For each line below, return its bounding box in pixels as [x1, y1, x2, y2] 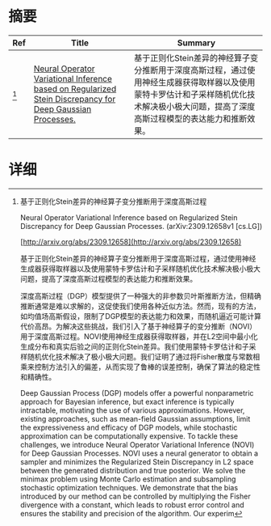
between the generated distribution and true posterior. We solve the [19, 465, 246, 475]
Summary [177, 37, 216, 49]
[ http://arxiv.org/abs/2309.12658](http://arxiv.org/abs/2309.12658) [19, 236, 242, 247]
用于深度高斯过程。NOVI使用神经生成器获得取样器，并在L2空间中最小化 [19, 331, 258, 341]
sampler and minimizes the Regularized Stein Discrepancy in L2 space [19, 456, 254, 466]
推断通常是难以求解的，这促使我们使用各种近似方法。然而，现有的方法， [19, 301, 261, 311]
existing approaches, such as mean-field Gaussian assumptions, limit [19, 414, 251, 423]
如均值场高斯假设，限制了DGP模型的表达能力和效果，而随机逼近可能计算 [19, 311, 262, 320]
